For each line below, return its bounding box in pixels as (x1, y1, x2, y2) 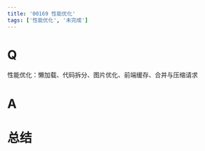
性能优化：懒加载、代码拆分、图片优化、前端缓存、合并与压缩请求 (7, 71, 198, 79)
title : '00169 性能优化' (7, 10, 76, 17)
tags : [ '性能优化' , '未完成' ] (7, 17, 88, 24)
